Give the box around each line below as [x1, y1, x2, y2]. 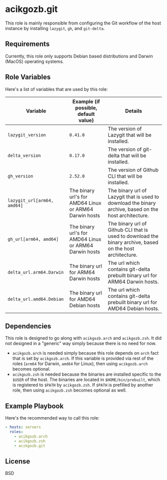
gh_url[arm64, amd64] [7, 236, 59, 242]
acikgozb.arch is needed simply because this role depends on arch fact [12, 350, 159, 356]
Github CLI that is [107, 226, 148, 233]
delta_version [7, 152, 41, 158]
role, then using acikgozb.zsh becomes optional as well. [12, 387, 127, 393]
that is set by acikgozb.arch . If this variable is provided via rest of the [12, 356, 154, 362]
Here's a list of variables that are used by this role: [5, 86, 108, 92]
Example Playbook [5, 402, 64, 410]
